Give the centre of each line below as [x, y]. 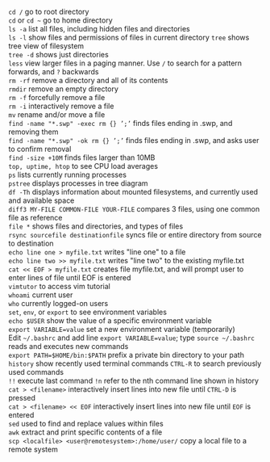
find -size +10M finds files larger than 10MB [82, 157]
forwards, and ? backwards [54, 71]
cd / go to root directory [49, 12]
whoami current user [41, 295]
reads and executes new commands [69, 346]
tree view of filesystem [46, 46]
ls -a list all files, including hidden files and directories [100, 29]
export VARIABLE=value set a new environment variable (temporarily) [122, 329]
